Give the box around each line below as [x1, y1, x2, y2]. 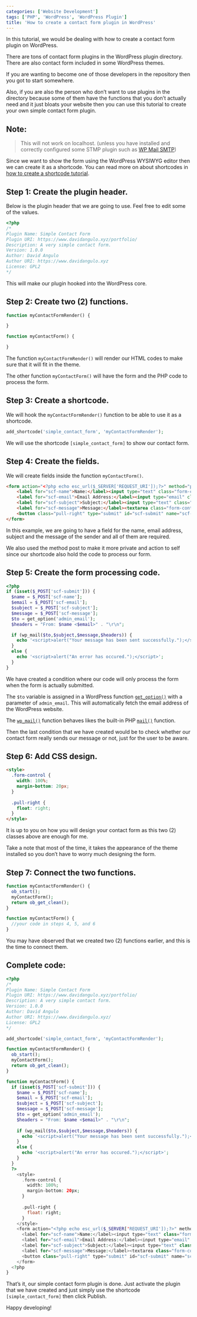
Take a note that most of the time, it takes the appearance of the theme [6, 844, 178, 851]
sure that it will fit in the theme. [6, 361, 81, 368]
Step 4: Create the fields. [6, 456, 100, 467]
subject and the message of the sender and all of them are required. [6, 533, 171, 540]
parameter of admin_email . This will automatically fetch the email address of [6, 699, 189, 706]
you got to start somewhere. [6, 77, 74, 84]
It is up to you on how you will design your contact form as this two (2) [6, 827, 176, 834]
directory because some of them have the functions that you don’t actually [6, 95, 186, 102]
